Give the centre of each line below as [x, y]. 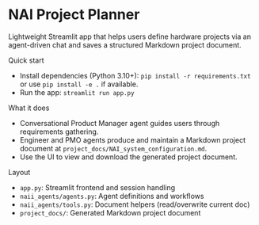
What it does [29, 108]
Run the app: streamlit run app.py [77, 92]
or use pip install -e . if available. [79, 84]
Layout [19, 172]
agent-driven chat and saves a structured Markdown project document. [125, 44]
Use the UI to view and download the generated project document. [128, 157]
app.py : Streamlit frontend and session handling [97, 187]
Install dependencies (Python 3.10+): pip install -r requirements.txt [135, 75]
